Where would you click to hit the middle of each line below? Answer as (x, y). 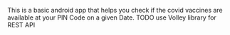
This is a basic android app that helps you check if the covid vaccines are (115, 10)
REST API (21, 25)
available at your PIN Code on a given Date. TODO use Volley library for (112, 17)
